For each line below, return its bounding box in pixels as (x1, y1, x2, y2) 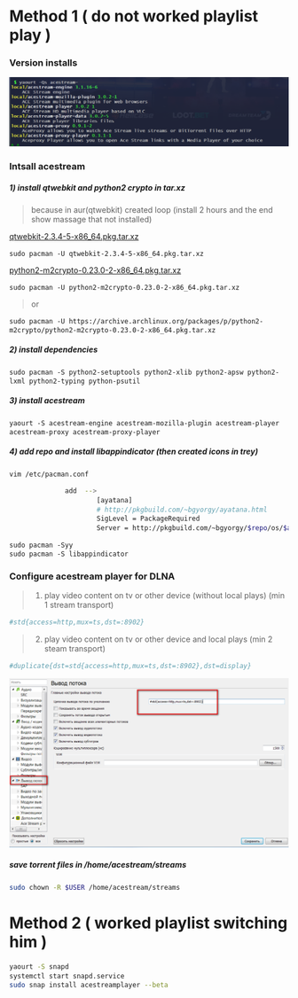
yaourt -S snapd (9, 962, 69, 971)
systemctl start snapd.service (9, 971, 125, 980)
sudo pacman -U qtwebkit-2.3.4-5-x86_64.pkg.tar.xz (9, 249, 204, 258)
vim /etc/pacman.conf (9, 470, 90, 479)
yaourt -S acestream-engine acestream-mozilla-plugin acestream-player (9, 418, 279, 427)
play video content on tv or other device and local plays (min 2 (43, 634, 273, 644)
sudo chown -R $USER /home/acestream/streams (9, 883, 180, 892)
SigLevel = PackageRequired (96, 514, 200, 524)
